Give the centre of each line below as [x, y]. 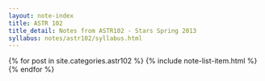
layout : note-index [41, 16]
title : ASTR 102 [36, 23]
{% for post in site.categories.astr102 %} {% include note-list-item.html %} [133, 61]
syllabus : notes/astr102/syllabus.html [76, 38]
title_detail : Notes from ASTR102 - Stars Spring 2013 [103, 30]
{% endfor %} [32, 70]
